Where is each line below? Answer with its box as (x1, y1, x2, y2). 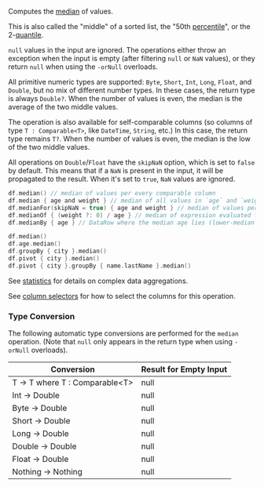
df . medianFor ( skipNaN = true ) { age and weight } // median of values (8, 204, 244, 212)
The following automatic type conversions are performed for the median (8, 329, 239, 338)
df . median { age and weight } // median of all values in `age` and (8, 196, 237, 205)
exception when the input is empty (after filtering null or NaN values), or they (8, 54, 255, 63)
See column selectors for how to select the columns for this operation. (8, 291, 236, 300)
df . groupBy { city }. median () (8, 247, 108, 256)
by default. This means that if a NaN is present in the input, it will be (8, 166, 224, 175)
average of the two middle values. (8, 102, 119, 111)
